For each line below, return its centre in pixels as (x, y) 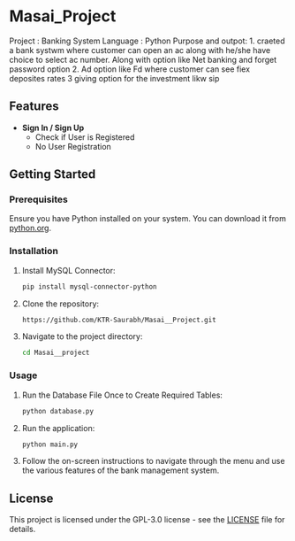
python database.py (58, 411)
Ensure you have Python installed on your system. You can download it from (148, 219)
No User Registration (73, 146)
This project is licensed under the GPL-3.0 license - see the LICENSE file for (147, 520)
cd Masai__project (56, 353)
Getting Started (53, 174)
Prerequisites (38, 199)
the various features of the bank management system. (121, 470)
